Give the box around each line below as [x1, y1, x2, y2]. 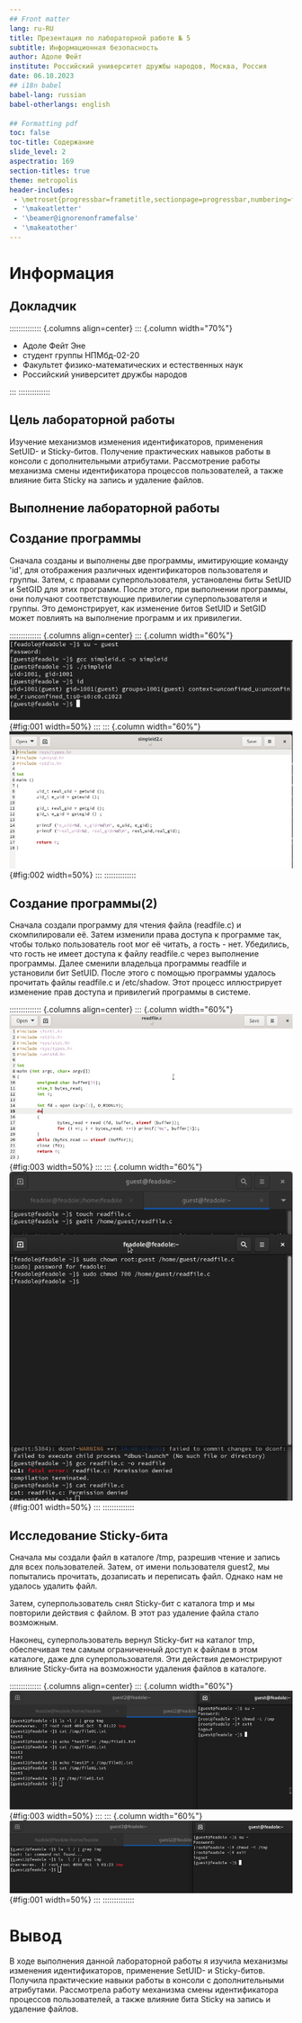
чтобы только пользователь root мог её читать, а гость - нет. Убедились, [9, 939, 289, 949]
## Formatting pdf [9, 119, 78, 128]
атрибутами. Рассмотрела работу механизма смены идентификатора [9, 1984, 279, 1995]
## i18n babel [9, 81, 63, 90]
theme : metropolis [9, 175, 78, 184]
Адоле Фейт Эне [22, 340, 86, 351]
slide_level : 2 [9, 148, 67, 157]
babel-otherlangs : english [9, 100, 111, 109]
